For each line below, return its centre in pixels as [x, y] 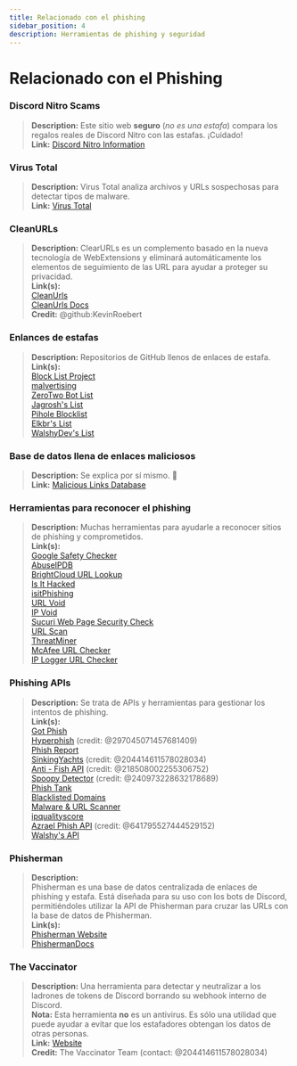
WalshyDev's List [63, 432]
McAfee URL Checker [71, 651]
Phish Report [55, 750]
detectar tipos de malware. [80, 196]
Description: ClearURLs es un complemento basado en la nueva [149, 248]
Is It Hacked [53, 584]
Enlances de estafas [54, 338]
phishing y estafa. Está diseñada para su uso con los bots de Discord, [159, 896]
